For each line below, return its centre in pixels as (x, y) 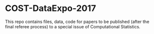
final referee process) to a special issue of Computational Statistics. (73, 26)
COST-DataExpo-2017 (51, 8)
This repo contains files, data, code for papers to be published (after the (77, 22)
